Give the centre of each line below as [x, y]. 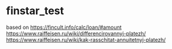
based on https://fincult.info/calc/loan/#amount [64, 27]
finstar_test [35, 11]
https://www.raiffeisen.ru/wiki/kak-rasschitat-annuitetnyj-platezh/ [86, 40]
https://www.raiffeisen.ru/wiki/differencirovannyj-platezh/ [76, 33]
